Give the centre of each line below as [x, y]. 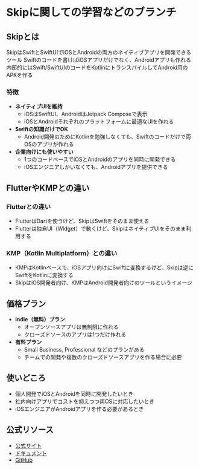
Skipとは [23, 37]
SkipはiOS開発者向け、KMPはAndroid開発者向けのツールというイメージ [104, 283]
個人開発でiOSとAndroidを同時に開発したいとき [74, 393]
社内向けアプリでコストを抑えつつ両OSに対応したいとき [85, 401]
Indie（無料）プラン [40, 320]
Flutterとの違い [29, 206]
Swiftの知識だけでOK [41, 129]
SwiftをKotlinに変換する [44, 275]
